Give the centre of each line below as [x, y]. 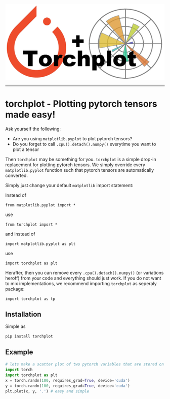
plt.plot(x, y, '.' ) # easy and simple [47, 391]
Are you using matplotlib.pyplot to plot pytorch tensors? [72, 138]
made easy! [30, 115]
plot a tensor [26, 149]
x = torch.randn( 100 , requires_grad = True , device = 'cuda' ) [68, 380]
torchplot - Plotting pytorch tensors [81, 104]
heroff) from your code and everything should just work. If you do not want [83, 278]
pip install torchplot [29, 336]
